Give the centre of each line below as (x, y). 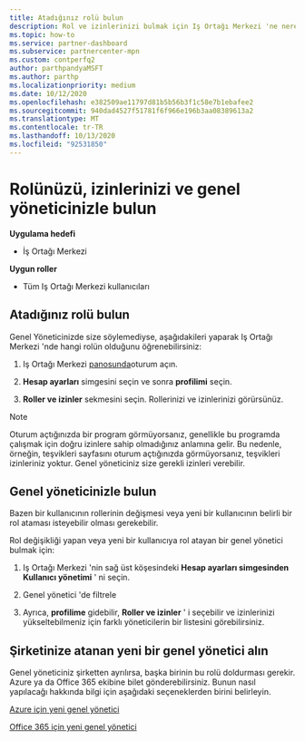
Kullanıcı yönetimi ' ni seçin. (76, 578)
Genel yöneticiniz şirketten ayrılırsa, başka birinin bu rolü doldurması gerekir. (152, 673)
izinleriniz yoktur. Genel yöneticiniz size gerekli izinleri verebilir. (127, 463)
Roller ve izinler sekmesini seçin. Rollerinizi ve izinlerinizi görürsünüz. (153, 399)
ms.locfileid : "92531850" (58, 144)
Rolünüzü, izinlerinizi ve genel (125, 189)
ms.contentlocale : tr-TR (56, 128)
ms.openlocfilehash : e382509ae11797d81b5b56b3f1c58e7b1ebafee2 (132, 102)
